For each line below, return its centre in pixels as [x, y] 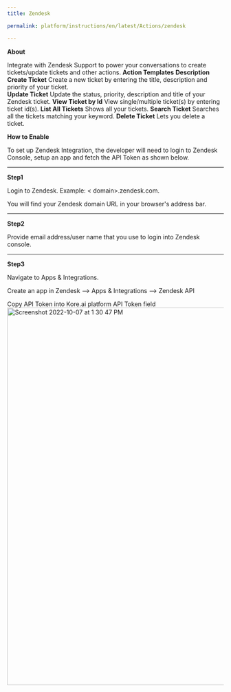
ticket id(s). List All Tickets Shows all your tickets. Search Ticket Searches [113, 109]
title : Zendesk [29, 13]
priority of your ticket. [38, 87]
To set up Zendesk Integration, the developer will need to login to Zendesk [112, 150]
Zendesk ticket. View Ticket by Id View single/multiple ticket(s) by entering [113, 101]
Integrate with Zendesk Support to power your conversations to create [107, 65]
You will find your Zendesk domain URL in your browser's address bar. [107, 204]
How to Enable [28, 137]
